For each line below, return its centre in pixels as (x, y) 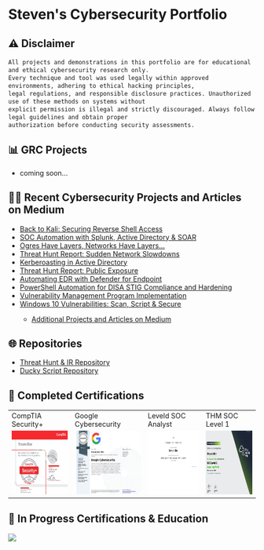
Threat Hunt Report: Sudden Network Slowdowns (99, 253)
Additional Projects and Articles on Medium (101, 319)
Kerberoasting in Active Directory (73, 262)
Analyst (160, 424)
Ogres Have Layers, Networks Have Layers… (92, 246)
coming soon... (44, 173)
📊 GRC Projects (48, 150)
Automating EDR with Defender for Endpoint (91, 279)
